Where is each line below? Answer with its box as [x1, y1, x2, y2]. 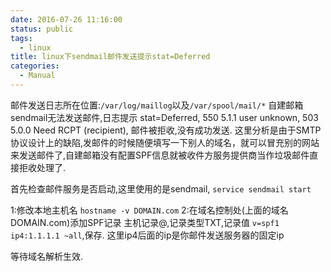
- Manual [19, 71, 56, 81]
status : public [10, 24, 74, 34]
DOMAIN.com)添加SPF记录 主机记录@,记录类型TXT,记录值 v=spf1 [10, 216, 280, 228]
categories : [10, 61, 60, 71]
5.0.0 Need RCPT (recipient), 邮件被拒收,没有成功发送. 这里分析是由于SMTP [10, 124, 322, 136]
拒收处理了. [18, 161, 67, 173]
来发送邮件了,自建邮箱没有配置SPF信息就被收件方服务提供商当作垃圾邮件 [10, 149, 310, 161]
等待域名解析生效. [10, 250, 84, 262]
